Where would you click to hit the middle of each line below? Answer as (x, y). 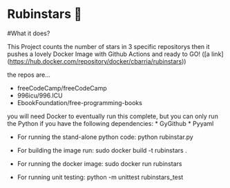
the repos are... (29, 75)
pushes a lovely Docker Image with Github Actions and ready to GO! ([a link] (115, 54)
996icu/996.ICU (40, 95)
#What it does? (29, 33)
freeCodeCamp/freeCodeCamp (62, 88)
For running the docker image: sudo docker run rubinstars (99, 163)
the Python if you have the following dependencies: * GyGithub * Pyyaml (111, 123)
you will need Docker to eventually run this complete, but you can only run (113, 116)
